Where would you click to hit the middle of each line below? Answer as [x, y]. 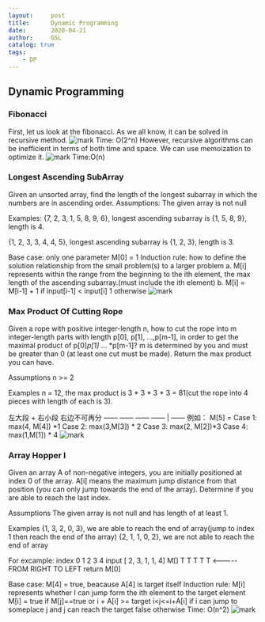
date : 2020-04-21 [47, 30]
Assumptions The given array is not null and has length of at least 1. [118, 513]
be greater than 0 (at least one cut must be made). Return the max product [130, 354]
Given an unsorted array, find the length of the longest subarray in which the [133, 194]
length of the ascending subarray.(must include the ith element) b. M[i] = [127, 283]
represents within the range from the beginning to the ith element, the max [129, 274]
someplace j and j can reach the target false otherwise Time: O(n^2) [119, 609]
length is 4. [26, 226]
